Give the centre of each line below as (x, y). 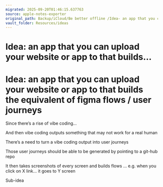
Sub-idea (15, 180)
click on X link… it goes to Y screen (40, 171)
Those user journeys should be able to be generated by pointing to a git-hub (81, 151)
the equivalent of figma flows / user (79, 100)
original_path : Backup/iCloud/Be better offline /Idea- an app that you (80, 18)
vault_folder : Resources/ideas (37, 23)
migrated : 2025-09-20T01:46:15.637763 (44, 9)
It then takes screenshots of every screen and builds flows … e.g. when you (81, 166)
